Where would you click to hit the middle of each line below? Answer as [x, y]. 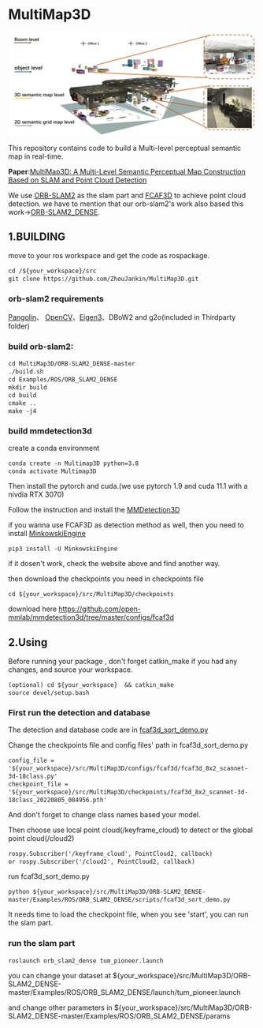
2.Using [28, 642]
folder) [19, 326]
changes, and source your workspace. [70, 670]
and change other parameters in [60, 1007]
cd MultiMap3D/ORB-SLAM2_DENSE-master [72, 364]
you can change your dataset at [60, 975]
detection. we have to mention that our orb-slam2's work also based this [126, 204]
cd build [22, 396]
